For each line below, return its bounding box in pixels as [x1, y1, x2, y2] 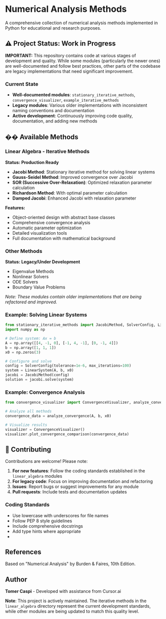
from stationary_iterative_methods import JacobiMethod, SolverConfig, [5, 323, 156, 328]
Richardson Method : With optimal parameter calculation [12, 190, 127, 196]
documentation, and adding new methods [12, 118, 97, 124]
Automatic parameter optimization [12, 225, 82, 231]
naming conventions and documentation [12, 108, 95, 114]
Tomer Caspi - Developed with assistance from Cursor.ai [5, 588, 122, 594]
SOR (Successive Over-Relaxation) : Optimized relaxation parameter [12, 179, 152, 185]
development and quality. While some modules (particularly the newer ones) [5, 58, 161, 64]
